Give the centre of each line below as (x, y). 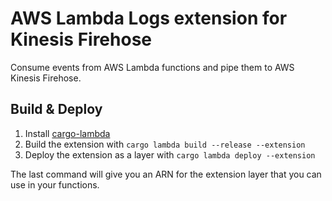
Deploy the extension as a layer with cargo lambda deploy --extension (170, 154)
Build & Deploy (56, 109)
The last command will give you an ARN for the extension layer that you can (166, 174)
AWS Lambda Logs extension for (149, 18)
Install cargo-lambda (67, 133)
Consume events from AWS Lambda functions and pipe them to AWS (152, 67)
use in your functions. (55, 184)
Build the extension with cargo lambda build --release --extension (165, 144)
